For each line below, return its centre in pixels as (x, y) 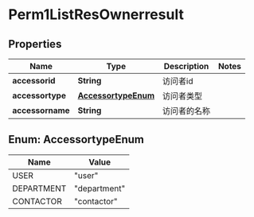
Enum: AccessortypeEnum (76, 139)
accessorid (34, 81)
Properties (35, 44)
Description (186, 66)
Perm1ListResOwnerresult (96, 15)
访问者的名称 (186, 111)
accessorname (41, 110)
